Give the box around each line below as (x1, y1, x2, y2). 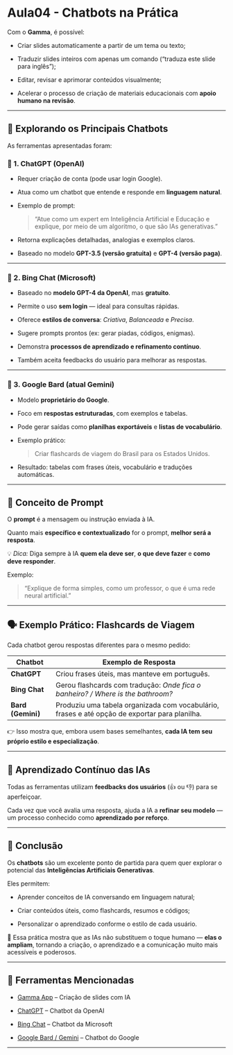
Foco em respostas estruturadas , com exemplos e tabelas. (17, 409, 188, 417)
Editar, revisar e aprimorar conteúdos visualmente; (17, 75, 162, 84)
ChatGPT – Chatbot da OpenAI (17, 1006, 105, 1015)
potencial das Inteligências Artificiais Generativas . (7, 866, 155, 874)
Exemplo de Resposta (102, 657, 175, 667)
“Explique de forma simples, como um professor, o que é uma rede (24, 584, 216, 593)
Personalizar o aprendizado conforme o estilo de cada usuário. (17, 920, 198, 928)
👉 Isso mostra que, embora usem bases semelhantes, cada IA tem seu (7, 727, 213, 736)
